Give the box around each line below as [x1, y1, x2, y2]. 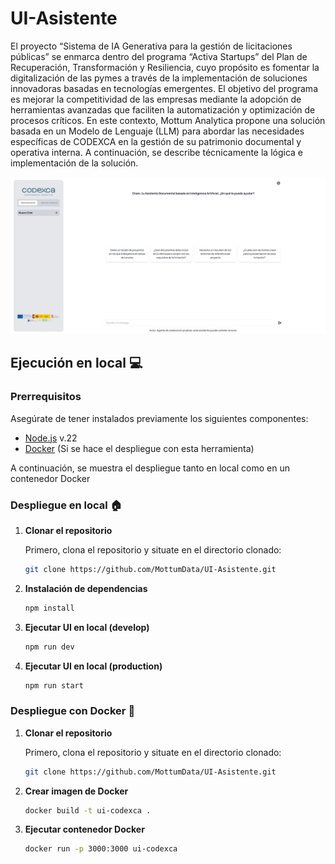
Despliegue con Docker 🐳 [10, 704, 136, 718]
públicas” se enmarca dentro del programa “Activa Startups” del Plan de [10, 50, 308, 62]
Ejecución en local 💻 [10, 355, 143, 372]
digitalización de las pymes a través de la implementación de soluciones [10, 72, 308, 84]
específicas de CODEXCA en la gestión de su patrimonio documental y [10, 135, 302, 147]
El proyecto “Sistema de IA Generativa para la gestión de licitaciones [10, 40, 293, 52]
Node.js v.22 [24, 432, 78, 444]
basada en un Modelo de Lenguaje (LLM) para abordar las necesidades [10, 125, 305, 137]
